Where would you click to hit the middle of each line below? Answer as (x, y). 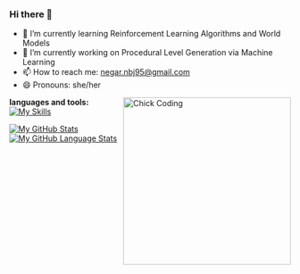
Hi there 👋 (31, 14)
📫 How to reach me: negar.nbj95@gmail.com (106, 72)
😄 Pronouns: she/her (61, 85)
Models (36, 43)
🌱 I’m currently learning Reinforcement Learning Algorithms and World (151, 34)
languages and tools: (49, 103)
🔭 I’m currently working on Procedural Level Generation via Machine (148, 53)
